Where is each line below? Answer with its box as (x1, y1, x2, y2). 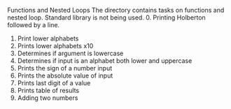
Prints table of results (17, 87, 79, 94)
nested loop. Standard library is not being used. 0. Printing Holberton (7, 13, 206, 22)
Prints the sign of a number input (17, 64, 113, 72)
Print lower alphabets (17, 34, 79, 43)
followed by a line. (7, 21, 60, 29)
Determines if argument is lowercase (17, 49, 124, 57)
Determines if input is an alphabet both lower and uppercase (17, 57, 192, 65)
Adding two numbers (17, 94, 78, 102)
